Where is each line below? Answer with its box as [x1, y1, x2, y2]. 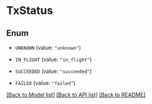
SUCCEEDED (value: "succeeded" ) [15, 68, 92, 75]
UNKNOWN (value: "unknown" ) [15, 44, 81, 51]
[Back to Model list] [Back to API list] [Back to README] [6, 91, 146, 98]
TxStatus [6, 4, 54, 18]
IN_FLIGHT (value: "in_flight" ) [15, 56, 92, 63]
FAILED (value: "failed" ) [15, 80, 76, 86]
